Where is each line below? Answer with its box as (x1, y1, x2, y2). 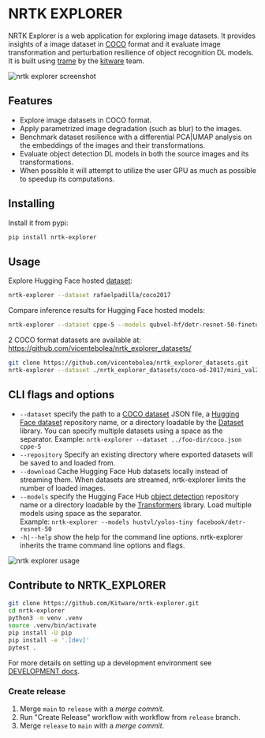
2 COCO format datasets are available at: (8, 335, 142, 345)
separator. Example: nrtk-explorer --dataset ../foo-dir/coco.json (19, 434, 242, 443)
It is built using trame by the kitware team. (8, 56, 144, 66)
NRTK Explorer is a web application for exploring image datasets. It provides (8, 31, 256, 40)
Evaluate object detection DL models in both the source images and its (19, 149, 249, 158)
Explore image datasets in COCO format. (19, 115, 152, 125)
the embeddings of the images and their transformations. (19, 140, 206, 150)
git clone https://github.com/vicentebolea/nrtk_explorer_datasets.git (8, 359, 248, 367)
